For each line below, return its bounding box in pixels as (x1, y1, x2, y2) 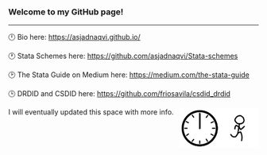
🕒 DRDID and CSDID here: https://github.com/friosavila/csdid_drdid (8, 89, 230, 99)
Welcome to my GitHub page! (8, 6, 124, 17)
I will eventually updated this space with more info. (8, 107, 174, 117)
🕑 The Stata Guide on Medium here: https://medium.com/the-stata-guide (8, 70, 250, 79)
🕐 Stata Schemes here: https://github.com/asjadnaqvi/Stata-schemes (8, 51, 238, 61)
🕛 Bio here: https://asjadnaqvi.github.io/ (8, 33, 141, 42)
